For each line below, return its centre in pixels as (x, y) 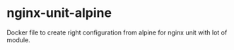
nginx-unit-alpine (59, 13)
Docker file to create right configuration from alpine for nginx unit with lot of (117, 32)
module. (19, 39)
